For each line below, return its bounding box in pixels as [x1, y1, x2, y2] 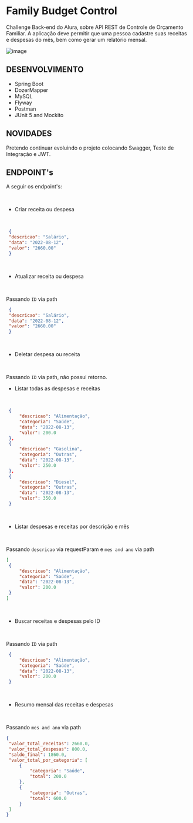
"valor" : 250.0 [19, 462, 57, 469]
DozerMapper [14, 87, 49, 94]
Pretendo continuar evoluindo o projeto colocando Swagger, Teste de [6, 144, 174, 151]
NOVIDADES [6, 128, 52, 139]
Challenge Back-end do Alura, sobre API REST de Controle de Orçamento [6, 24, 184, 31]
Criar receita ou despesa [14, 206, 75, 213]
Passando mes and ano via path [6, 724, 81, 731]
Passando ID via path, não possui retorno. [6, 374, 107, 381]
